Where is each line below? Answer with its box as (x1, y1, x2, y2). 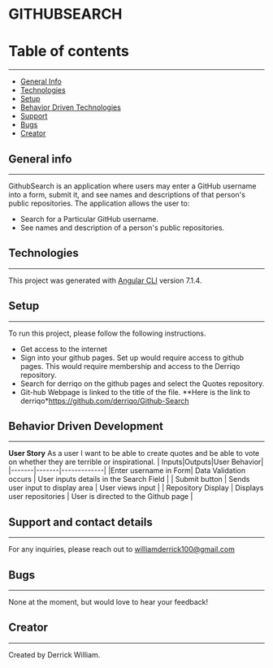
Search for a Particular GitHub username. (19, 214, 158, 223)
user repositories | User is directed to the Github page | (8, 492, 193, 501)
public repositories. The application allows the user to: (8, 198, 190, 208)
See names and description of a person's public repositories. (19, 223, 225, 232)
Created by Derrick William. (8, 649, 101, 659)
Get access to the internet (19, 344, 108, 354)
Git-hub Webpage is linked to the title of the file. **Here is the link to (19, 387, 250, 397)
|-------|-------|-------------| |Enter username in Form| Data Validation (8, 466, 246, 475)
